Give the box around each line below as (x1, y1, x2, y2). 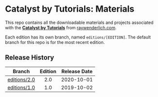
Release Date (61, 68, 93, 75)
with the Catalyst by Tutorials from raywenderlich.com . (5, 24, 117, 30)
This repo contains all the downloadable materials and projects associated (5, 19, 154, 25)
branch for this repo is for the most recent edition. (5, 39, 105, 45)
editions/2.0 (7, 76, 35, 83)
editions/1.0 (7, 84, 35, 91)
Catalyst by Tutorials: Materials (5, 3, 135, 15)
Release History (5, 54, 54, 62)
